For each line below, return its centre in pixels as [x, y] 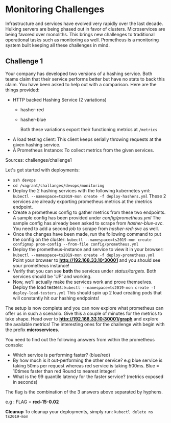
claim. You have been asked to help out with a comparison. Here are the [81, 84]
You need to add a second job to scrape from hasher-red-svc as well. [86, 229]
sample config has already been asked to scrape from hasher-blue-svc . [88, 223]
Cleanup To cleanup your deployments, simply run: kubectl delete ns [79, 411]
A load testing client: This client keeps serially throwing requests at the [87, 139]
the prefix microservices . [32, 330]
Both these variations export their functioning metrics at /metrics [89, 129]
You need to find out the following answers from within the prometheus [80, 339]
